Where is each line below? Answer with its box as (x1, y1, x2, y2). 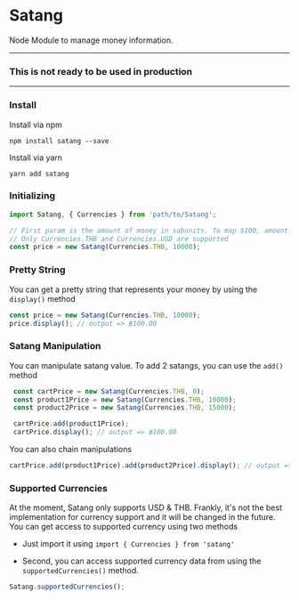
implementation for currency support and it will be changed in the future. (9, 512, 276, 523)
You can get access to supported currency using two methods (9, 522, 238, 532)
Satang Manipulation (9, 340, 101, 353)
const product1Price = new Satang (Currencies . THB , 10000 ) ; (12, 395, 238, 404)
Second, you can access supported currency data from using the (21, 555, 262, 566)
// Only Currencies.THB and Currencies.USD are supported (9, 234, 229, 243)
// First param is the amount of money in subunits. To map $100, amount (9, 226, 289, 235)
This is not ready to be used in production (9, 65, 193, 77)
